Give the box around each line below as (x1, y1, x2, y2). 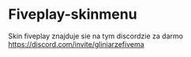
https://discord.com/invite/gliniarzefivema (8, 39, 144, 48)
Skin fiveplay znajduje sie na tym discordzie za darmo (8, 31, 184, 41)
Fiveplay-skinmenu (8, 5, 137, 23)
